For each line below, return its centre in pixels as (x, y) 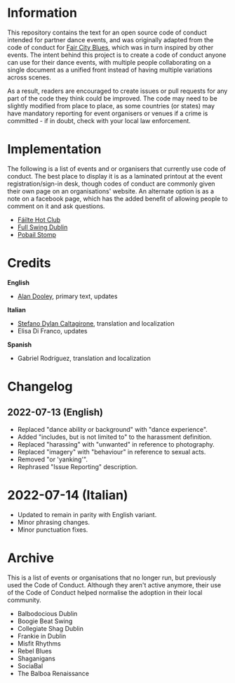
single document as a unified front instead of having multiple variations (110, 70)
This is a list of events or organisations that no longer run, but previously (112, 577)
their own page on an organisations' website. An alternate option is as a (111, 191)
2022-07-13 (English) (55, 413)
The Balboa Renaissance (53, 673)
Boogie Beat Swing (45, 621)
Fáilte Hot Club (39, 219)
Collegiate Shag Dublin (51, 628)
